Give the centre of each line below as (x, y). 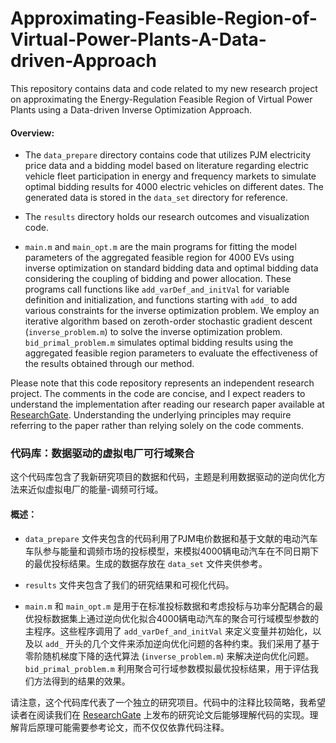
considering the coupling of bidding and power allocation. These (158, 279)
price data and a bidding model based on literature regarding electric (166, 166)
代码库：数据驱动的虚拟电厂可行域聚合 (102, 454)
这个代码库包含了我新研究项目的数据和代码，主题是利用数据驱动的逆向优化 (163, 477)
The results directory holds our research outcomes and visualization (167, 217)
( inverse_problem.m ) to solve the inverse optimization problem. (153, 332)
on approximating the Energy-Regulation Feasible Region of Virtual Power (161, 99)
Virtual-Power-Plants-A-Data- (138, 39)
